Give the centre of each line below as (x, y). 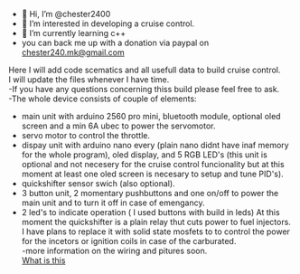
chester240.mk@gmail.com (73, 52)
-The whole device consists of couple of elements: (103, 99)
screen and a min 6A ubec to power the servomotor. (118, 126)
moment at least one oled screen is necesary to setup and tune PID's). (152, 174)
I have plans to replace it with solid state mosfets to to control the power (156, 231)
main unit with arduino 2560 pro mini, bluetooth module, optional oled (151, 116)
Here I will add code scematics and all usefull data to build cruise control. (145, 70)
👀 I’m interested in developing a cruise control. (108, 24)
